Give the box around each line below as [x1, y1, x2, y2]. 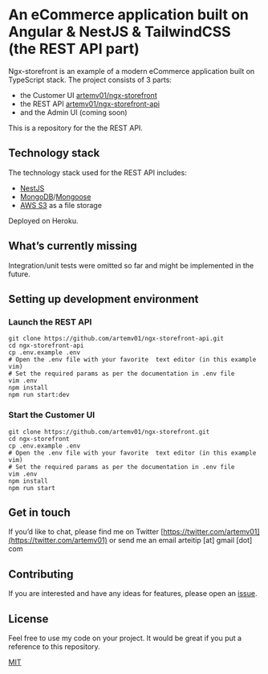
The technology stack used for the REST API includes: [8, 167, 187, 178]
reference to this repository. [8, 641, 100, 652]
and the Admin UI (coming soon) [19, 107, 128, 117]
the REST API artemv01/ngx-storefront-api [19, 99, 160, 108]
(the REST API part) [8, 40, 140, 58]
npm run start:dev [8, 391, 70, 399]
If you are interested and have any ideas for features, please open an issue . [8, 589, 258, 598]
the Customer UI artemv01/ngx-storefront [19, 90, 158, 100]
